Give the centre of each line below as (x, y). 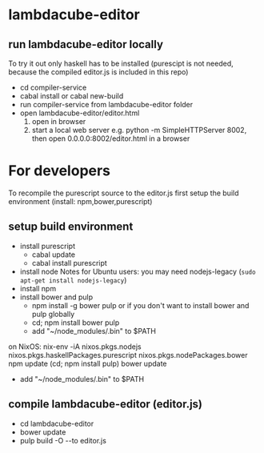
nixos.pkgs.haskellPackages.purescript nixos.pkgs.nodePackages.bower (128, 355)
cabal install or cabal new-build (72, 96)
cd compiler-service (53, 87)
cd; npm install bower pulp (76, 323)
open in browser (59, 121)
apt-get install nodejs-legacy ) (73, 280)
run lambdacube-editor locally (86, 44)
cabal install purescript (70, 263)
